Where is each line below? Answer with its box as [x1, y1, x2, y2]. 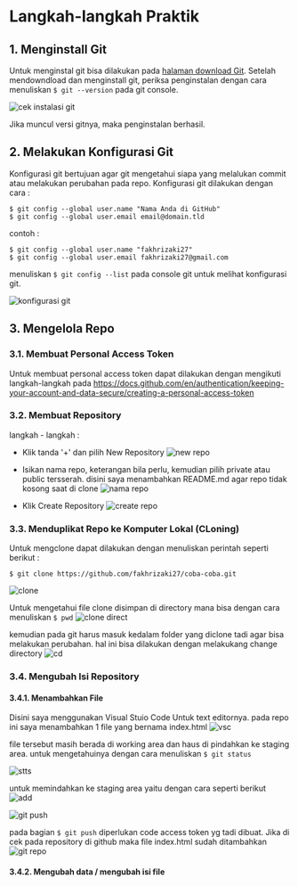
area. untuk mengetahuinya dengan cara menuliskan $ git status [9, 749, 252, 759]
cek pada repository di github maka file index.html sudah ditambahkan [9, 836, 267, 848]
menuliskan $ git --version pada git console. [9, 85, 179, 94]
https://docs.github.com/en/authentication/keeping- [93, 377, 285, 389]
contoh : [9, 227, 40, 238]
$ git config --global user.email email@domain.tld [9, 212, 205, 221]
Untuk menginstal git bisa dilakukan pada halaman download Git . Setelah [9, 65, 277, 76]
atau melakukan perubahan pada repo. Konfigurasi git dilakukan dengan [9, 177, 274, 188]
